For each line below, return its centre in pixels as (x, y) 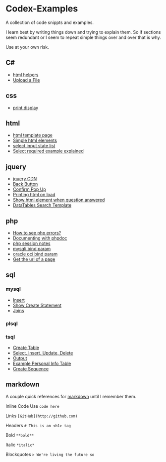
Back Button (25, 184)
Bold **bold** (20, 435)
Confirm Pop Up (29, 189)
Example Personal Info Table (42, 363)
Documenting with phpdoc (40, 238)
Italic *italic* (20, 445)
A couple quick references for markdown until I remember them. (71, 396)
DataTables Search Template (42, 205)
